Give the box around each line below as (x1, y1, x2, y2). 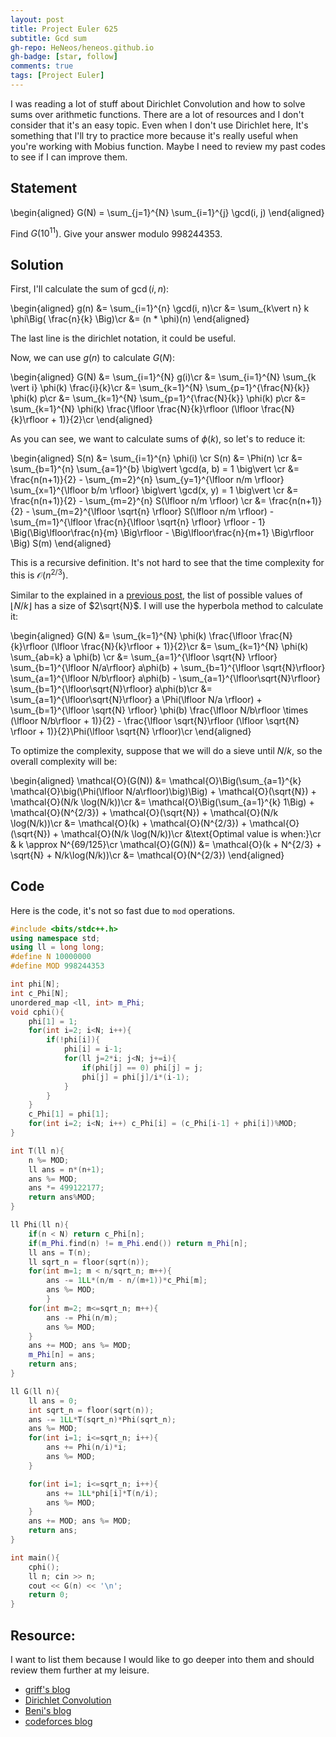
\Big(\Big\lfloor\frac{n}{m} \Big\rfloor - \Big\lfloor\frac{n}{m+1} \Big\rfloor (10, 527, 315, 539)
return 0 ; (28, 1590, 70, 1600)
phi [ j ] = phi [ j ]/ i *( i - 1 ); (81, 1072, 190, 1082)
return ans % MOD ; (28, 1192, 97, 1203)
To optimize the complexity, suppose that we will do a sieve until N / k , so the (10, 744, 323, 756)
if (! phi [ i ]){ (46, 1035, 101, 1045)
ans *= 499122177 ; (28, 1183, 105, 1193)
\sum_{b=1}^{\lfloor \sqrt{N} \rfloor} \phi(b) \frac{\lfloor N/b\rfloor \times (10, 704, 309, 716)
